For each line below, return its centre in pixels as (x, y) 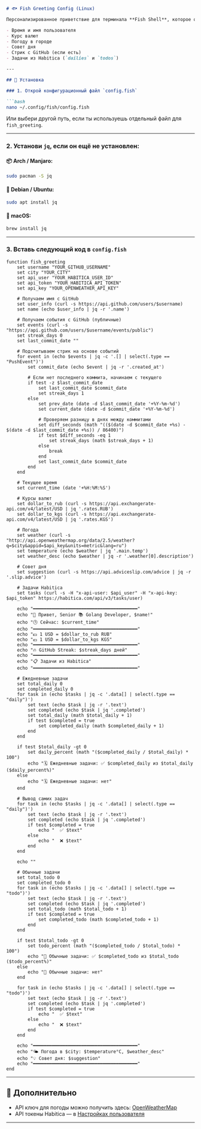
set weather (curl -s (44, 535)
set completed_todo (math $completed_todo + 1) (99, 919)
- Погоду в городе (29, 41)
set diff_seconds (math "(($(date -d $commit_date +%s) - (112, 425)
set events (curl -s (42, 325)
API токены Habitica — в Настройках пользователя (80, 1113)
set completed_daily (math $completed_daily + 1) (101, 726)
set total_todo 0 (39, 877)
